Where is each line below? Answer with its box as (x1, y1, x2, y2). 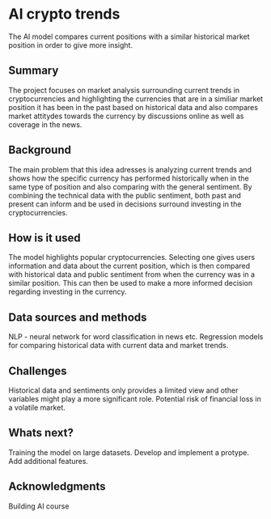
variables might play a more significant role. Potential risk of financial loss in (8, 394, 261, 403)
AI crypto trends (8, 5, 121, 23)
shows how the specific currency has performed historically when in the (8, 173, 249, 183)
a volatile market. (8, 402, 66, 412)
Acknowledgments (8, 479, 107, 494)
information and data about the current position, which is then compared (8, 261, 251, 271)
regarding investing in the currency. (8, 287, 127, 296)
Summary (8, 64, 59, 78)
